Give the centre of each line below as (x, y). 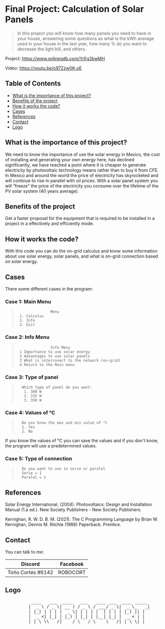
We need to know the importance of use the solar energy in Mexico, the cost (82, 154)
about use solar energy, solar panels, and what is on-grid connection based (82, 256)
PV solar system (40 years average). (42, 191)
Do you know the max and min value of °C (65, 423)
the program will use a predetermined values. (51, 446)
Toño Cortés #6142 (30, 572)
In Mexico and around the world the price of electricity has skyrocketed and (82, 175)
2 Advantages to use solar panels (55, 356)
